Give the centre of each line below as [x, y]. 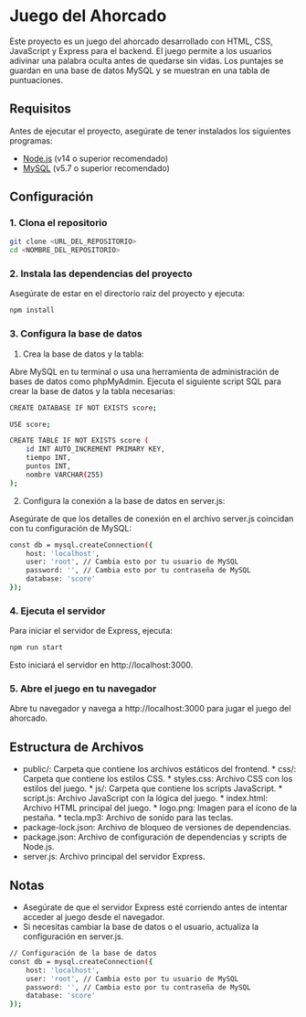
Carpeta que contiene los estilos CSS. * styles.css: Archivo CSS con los [158, 779]
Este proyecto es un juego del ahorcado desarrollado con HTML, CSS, [142, 41]
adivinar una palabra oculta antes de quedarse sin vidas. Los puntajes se [147, 60]
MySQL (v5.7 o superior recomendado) [96, 168]
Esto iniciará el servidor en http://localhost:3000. [101, 665]
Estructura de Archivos [77, 747]
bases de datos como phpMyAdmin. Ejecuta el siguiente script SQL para [145, 381]
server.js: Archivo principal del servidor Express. [114, 857]
